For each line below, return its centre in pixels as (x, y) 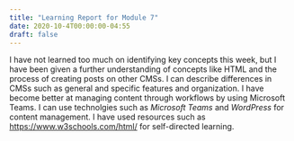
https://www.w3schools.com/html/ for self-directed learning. (122, 127)
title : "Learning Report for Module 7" (84, 18)
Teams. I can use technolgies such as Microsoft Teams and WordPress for (147, 108)
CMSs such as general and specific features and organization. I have (137, 88)
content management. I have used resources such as (107, 117)
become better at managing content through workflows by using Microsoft (147, 98)
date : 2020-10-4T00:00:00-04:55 (70, 26)
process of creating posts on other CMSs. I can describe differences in (141, 79)
